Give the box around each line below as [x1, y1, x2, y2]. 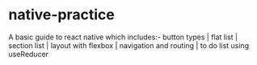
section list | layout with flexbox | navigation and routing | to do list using [8, 40, 249, 50]
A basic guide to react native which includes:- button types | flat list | [8, 32, 238, 42]
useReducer [8, 49, 49, 59]
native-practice [8, 6, 115, 24]
